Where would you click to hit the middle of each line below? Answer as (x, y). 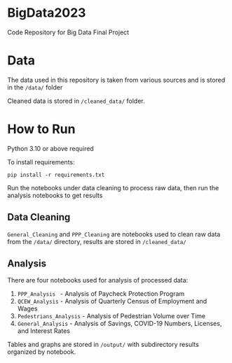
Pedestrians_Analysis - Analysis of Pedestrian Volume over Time (111, 316)
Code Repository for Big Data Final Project (68, 32)
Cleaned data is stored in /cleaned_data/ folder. (76, 101)
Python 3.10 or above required (51, 148)
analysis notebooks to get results (55, 195)
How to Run (41, 129)
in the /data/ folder (35, 87)
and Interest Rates (43, 331)
